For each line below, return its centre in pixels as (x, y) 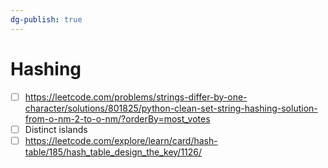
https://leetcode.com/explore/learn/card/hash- (121, 140)
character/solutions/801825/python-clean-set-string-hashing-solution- (171, 108)
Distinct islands (56, 129)
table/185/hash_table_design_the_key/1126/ (113, 152)
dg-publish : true (46, 19)
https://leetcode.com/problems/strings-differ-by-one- (136, 97)
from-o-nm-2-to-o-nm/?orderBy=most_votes (117, 118)
